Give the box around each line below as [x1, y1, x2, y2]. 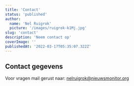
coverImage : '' [5, 40, 36, 44]
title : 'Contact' [5, 7, 41, 12]
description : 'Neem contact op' [5, 35, 71, 40]
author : [5, 16, 21, 21]
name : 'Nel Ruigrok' [9, 21, 52, 26]
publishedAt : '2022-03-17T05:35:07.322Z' [5, 44, 92, 49]
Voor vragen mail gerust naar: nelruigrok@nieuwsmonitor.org [5, 75, 129, 82]
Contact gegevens [5, 62, 63, 71]
